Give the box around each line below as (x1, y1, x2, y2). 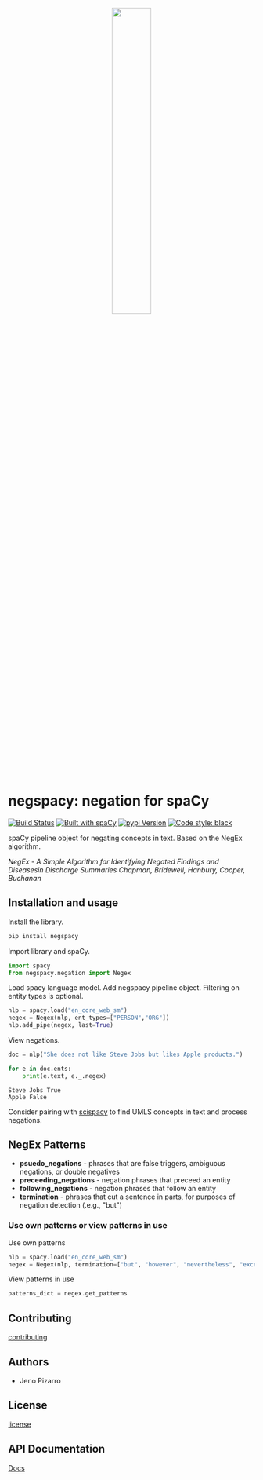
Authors (8, 1355, 49, 1369)
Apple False (8, 1093, 47, 1101)
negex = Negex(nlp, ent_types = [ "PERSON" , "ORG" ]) (8, 1014, 170, 1022)
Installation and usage (8, 896, 119, 910)
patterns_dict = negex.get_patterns (8, 1290, 128, 1298)
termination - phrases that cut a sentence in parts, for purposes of (19, 1192, 236, 1201)
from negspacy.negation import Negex (8, 969, 131, 977)
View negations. (8, 1036, 60, 1044)
